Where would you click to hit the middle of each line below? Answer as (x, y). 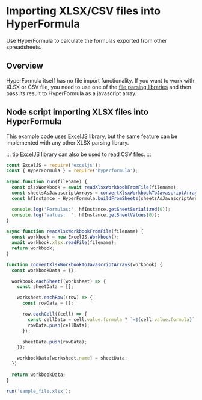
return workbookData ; (39, 375)
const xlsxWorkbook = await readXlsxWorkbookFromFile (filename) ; (95, 187)
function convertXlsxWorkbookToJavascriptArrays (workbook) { (84, 264)
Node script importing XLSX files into (78, 112)
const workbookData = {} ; (44, 270)
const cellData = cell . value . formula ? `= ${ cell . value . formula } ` (112, 320)
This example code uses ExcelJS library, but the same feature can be (92, 136)
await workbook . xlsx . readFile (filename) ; (64, 243)
